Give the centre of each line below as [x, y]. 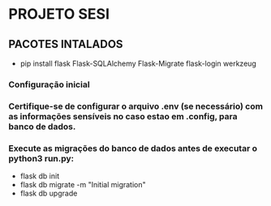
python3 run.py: [41, 158]
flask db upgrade [49, 193]
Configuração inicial [49, 84]
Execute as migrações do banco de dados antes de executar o [133, 148]
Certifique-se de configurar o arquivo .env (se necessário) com [136, 106]
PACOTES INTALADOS [66, 44]
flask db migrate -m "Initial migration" [83, 185]
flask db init [39, 176]
